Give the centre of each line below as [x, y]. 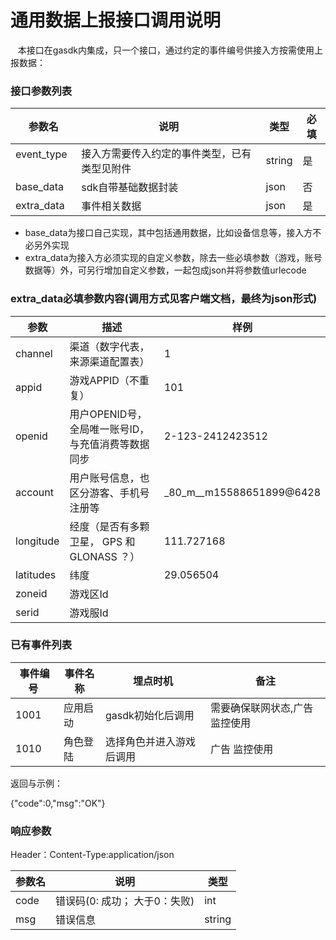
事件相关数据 [111, 206]
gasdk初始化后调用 [149, 715]
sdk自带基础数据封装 [130, 188]
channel [34, 353]
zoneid [31, 593]
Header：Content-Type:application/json [92, 855]
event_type [41, 154]
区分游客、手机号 [109, 493]
